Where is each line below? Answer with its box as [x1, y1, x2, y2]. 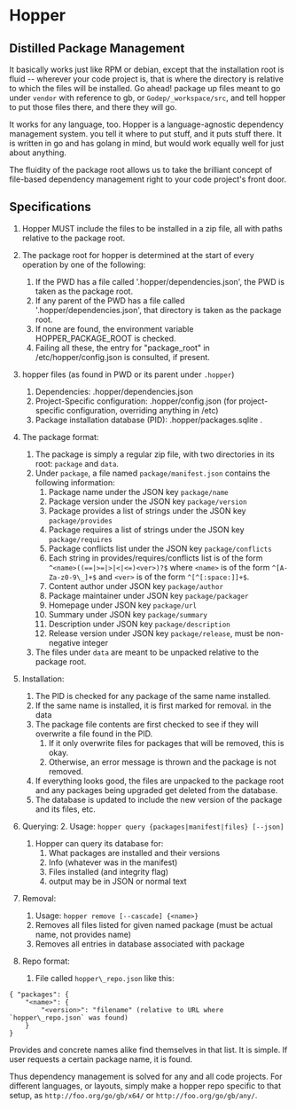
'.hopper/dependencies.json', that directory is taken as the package [35, 304, 282, 315]
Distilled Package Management [9, 41, 185, 56]
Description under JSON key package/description [48, 618, 230, 629]
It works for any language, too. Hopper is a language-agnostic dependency [9, 119, 284, 130]
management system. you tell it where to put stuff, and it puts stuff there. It [9, 129, 282, 138]
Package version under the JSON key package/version [48, 496, 247, 507]
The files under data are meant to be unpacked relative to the [35, 647, 260, 657]
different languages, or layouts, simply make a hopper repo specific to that [9, 1080, 282, 1091]
